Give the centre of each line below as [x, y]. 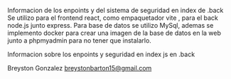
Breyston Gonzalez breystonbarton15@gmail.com [80, 68]
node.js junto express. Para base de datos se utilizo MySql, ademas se [111, 25]
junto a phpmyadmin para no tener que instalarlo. [79, 41]
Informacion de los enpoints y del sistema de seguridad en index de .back [116, 10]
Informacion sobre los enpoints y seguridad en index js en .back [101, 54]
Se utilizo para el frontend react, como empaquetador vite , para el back [113, 18]
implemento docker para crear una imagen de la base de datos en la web [114, 33]
